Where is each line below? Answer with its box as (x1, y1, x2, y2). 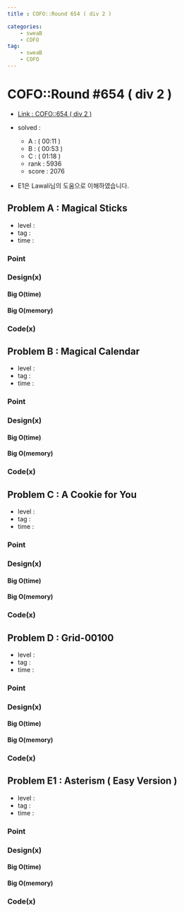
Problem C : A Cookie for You (7, 488, 137, 501)
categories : (7, 23, 42, 30)
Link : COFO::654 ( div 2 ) (17, 109, 92, 118)
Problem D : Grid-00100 (7, 632, 114, 644)
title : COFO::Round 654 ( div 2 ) (7, 10, 112, 18)
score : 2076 (27, 166, 65, 175)
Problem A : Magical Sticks (7, 202, 128, 214)
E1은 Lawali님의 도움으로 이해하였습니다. (17, 181, 129, 190)
